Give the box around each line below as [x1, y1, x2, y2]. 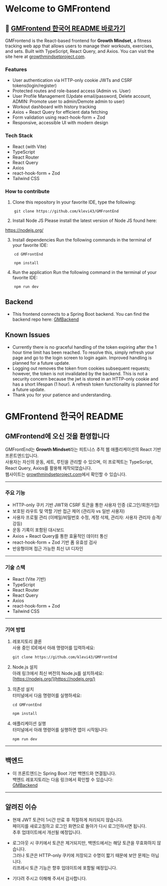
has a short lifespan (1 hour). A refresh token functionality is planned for [12, 381, 160, 387]
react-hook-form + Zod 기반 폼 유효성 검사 [12, 539, 97, 545]
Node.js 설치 [12, 664, 38, 670]
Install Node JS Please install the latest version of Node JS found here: [12, 218, 158, 223]
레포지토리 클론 [12, 639, 42, 645]
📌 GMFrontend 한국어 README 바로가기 [5, 24, 126, 32]
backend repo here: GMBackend [12, 316, 79, 322]
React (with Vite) [12, 143, 47, 150]
